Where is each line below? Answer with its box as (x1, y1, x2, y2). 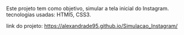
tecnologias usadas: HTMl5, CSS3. (6, 11, 91, 18)
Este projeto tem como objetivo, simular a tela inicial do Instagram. (6, 5, 169, 12)
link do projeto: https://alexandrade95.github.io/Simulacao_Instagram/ (6, 23, 178, 29)
